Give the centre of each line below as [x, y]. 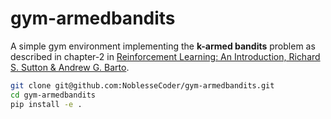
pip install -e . [46, 104]
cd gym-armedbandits [53, 95]
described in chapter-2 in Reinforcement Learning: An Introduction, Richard [165, 56]
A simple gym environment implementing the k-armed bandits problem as [163, 46]
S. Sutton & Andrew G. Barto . [70, 67]
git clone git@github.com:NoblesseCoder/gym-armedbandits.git [142, 85]
